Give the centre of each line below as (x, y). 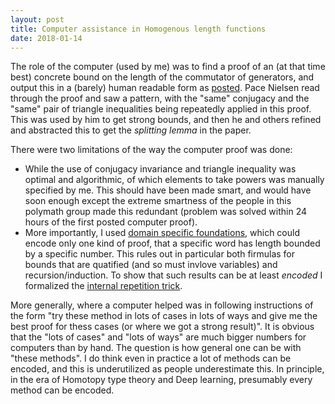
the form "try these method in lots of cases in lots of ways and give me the (164, 316)
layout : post (37, 19)
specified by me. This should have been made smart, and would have (168, 190)
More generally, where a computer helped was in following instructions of (162, 305)
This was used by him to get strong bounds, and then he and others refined (166, 120)
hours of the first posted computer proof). (111, 222)
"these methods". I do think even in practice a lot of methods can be (151, 358)
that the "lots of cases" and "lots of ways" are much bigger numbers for (158, 337)
